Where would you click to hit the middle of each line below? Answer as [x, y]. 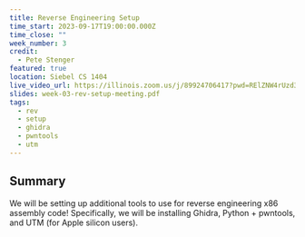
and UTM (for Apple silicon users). [74, 222]
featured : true [38, 69]
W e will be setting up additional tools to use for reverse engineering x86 [144, 203]
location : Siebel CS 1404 [58, 77]
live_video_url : [40, 85]
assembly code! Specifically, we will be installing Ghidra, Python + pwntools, [152, 212]
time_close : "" [38, 35]
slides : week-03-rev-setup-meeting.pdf [85, 94]
